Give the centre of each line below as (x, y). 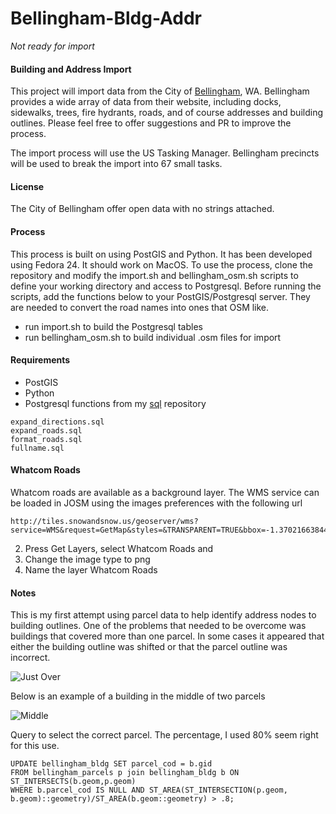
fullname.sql (37, 448)
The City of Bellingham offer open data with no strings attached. (142, 209)
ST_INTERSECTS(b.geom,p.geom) (73, 782)
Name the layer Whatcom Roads (91, 569)
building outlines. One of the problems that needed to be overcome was (158, 626)
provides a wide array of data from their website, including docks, (146, 102)
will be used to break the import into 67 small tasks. (116, 164)
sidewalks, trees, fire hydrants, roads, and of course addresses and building (166, 113)
